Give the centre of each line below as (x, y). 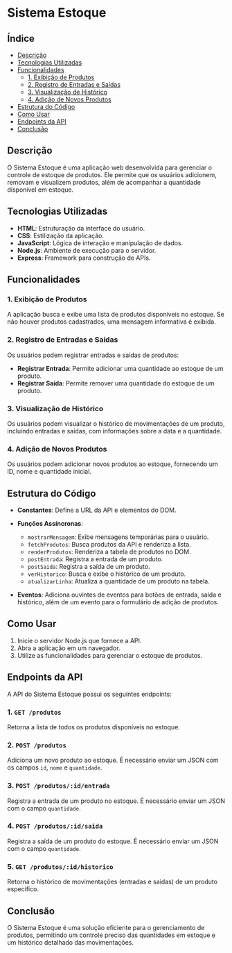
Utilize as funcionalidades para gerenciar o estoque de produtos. (110, 655)
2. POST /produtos (37, 745)
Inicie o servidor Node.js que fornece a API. (79, 640)
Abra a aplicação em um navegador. (69, 648)
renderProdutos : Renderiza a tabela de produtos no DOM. (109, 552)
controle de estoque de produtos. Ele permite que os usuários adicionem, (112, 174)
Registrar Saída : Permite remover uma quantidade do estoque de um (116, 383)
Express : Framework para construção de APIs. (84, 258)
